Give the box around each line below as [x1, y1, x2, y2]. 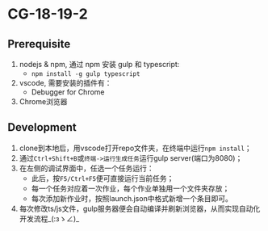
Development [7, 120, 77, 134]
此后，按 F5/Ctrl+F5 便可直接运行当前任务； [31, 173, 174, 183]
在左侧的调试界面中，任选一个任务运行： [19, 163, 154, 173]
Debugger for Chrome [31, 87, 105, 97]
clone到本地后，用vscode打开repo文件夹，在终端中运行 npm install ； [19, 143, 252, 153]
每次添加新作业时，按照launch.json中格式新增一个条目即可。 [31, 193, 233, 203]
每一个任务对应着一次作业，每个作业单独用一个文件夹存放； [31, 183, 230, 193]
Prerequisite [7, 37, 71, 51]
